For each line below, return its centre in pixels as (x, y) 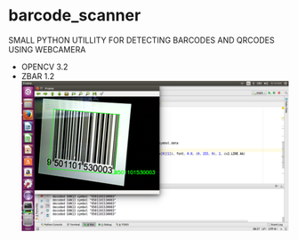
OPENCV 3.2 (44, 67)
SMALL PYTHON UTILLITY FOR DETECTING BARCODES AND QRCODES (141, 40)
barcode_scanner (75, 16)
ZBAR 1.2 (38, 76)
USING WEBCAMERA (47, 49)
